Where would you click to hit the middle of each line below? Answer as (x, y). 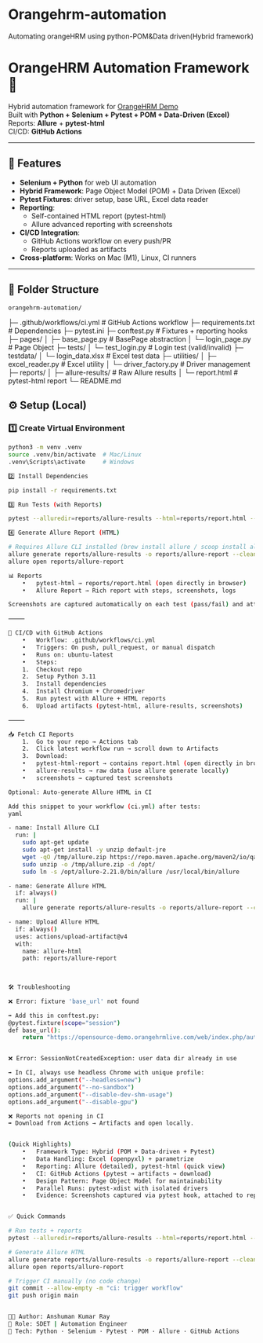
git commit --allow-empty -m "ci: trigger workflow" (96, 1288)
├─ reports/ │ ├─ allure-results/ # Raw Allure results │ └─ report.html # (123, 372)
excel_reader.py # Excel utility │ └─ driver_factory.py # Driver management (129, 364)
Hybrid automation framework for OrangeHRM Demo (93, 106)
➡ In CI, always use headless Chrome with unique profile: (106, 1073)
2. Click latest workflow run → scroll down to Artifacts (121, 749)
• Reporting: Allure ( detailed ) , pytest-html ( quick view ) (124, 1166)
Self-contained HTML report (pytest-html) (99, 216)
